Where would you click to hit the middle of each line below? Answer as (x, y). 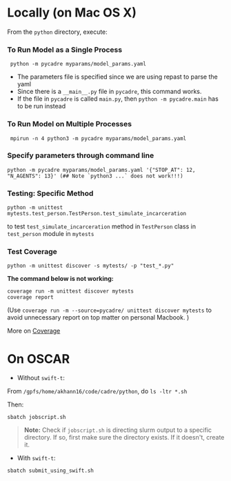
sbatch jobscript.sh (37, 418)
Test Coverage (32, 252)
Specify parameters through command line (81, 155)
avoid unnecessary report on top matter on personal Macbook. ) (98, 317)
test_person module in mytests (51, 234)
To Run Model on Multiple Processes (70, 124)
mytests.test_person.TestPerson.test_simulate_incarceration (97, 214)
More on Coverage (34, 331)
